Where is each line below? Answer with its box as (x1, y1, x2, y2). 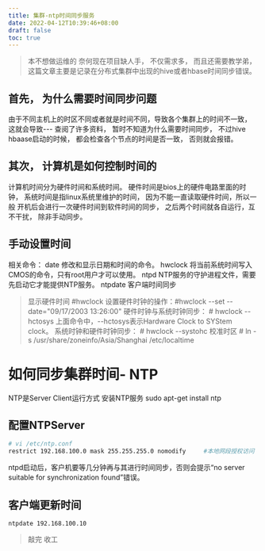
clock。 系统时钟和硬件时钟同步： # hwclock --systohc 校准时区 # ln (27, 326, 252, 335)
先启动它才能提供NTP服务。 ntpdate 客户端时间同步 (8, 279, 177, 289)
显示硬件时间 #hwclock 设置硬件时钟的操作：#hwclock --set (27, 297, 225, 306)
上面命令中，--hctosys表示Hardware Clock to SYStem (55, 316, 232, 326)
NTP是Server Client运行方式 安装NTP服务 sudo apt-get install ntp (8, 393, 222, 403)
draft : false (8, 26, 52, 34)
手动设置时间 (8, 237, 71, 251)
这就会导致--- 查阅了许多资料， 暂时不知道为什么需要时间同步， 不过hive (8, 124, 246, 134)
